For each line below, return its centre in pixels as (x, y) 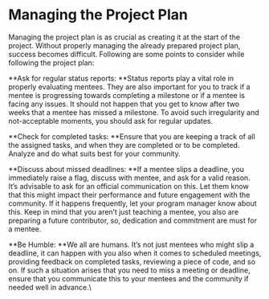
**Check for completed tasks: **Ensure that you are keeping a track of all (132, 136)
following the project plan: (51, 63)
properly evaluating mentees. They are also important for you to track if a (129, 87)
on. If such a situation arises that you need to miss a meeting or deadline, (129, 270)
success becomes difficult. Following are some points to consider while (126, 54)
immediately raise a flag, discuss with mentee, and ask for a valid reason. (129, 178)
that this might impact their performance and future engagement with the (129, 195)
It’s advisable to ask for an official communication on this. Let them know (128, 186)
